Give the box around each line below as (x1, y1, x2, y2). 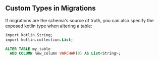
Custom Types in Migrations (5, 4, 96, 13)
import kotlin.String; (5, 32, 53, 37)
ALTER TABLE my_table (5, 46, 51, 51)
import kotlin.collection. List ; (5, 37, 73, 42)
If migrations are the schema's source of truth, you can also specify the (5, 17, 154, 23)
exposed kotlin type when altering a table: (5, 23, 92, 29)
